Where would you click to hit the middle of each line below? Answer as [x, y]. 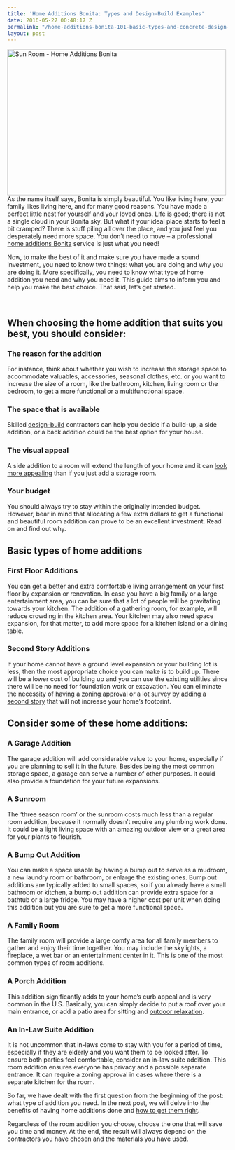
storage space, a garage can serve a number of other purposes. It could [111, 773]
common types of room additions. [56, 963]
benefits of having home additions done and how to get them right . [104, 1110]
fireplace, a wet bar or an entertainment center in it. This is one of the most [115, 956]
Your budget [29, 491]
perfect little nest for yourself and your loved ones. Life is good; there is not [116, 214]
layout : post [26, 33]
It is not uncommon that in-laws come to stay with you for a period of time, [115, 1044]
